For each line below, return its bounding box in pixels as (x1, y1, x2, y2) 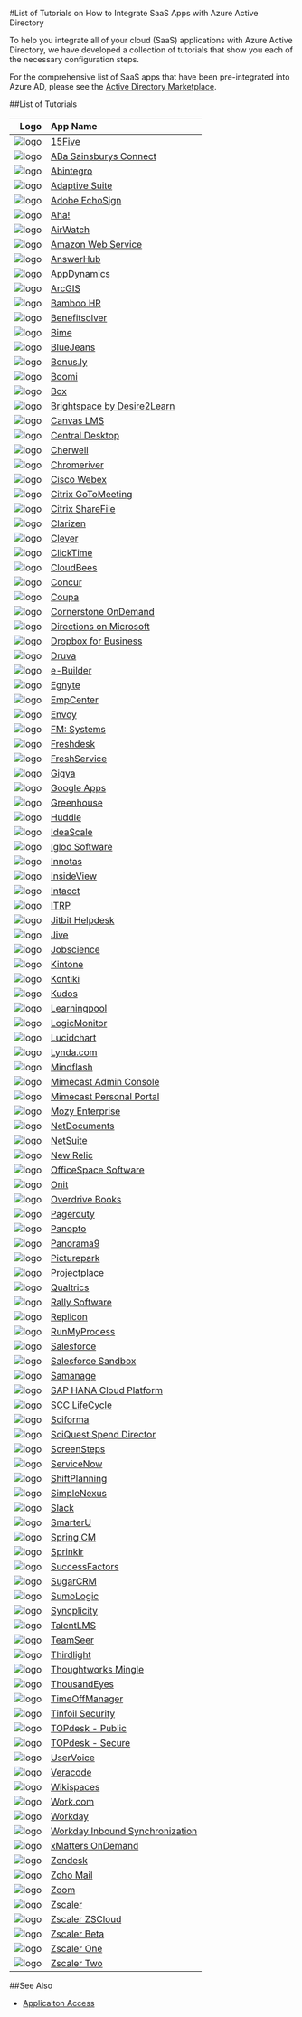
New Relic (50, 1149, 93, 1161)
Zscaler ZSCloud (50, 1913, 122, 1925)
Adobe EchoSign (50, 194, 122, 206)
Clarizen (50, 517, 86, 530)
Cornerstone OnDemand (50, 606, 156, 617)
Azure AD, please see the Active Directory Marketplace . (9, 81, 217, 91)
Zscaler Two (50, 1957, 103, 1969)
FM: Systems (50, 723, 106, 735)
